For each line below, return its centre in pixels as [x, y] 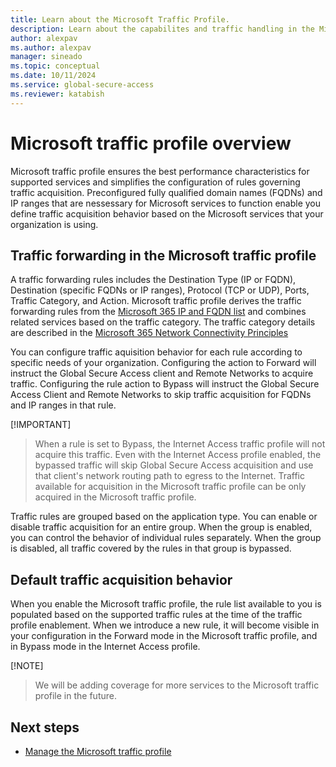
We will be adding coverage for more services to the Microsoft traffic [177, 685]
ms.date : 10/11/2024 [53, 76]
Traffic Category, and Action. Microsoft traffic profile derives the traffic [156, 301]
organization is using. [54, 224]
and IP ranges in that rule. [63, 405]
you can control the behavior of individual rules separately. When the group [166, 538]
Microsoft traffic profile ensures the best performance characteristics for [160, 171]
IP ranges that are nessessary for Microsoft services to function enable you [166, 203]
